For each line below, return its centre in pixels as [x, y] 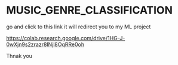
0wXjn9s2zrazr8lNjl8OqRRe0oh [45, 44]
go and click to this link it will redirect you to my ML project [79, 27]
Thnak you [19, 56]
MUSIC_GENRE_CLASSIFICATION [90, 10]
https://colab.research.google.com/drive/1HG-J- [66, 38]
